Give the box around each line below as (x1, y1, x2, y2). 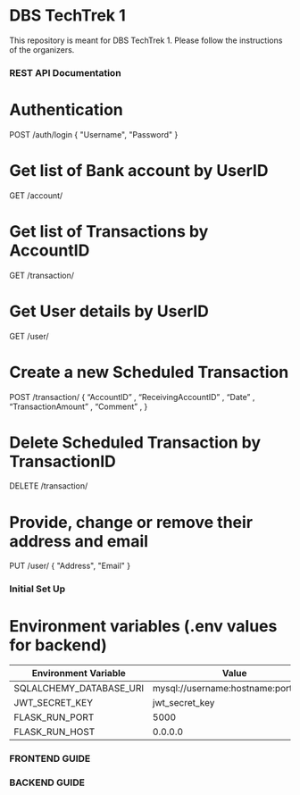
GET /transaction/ (9, 270, 74, 280)
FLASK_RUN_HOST (13, 725, 96, 738)
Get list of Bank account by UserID (9, 160, 269, 180)
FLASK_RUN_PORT (13, 711, 95, 724)
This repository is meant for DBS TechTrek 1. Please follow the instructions (9, 35, 283, 46)
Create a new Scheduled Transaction (9, 362, 289, 382)
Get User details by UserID (9, 301, 210, 322)
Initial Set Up (9, 582, 66, 595)
